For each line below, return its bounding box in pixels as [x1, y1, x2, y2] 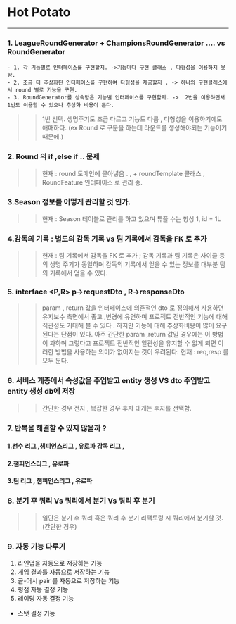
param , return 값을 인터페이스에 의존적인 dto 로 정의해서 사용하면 [41, 304, 224, 312]
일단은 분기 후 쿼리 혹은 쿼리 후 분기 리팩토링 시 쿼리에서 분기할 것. [41, 513, 223, 522]
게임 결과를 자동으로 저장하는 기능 [17, 568, 110, 576]
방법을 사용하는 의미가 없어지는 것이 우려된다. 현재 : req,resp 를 [55, 348, 230, 356]
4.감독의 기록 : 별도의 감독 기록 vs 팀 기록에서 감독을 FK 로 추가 [7, 234, 207, 244]
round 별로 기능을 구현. [15, 87, 78, 94]
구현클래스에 [198, 79, 228, 87]
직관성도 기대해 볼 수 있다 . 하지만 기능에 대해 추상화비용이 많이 [41, 321, 214, 330]
